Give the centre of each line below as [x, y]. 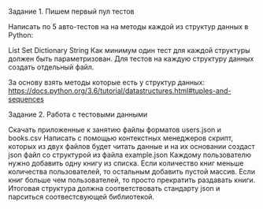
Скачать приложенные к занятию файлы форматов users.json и [115, 130]
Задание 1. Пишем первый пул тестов [71, 11]
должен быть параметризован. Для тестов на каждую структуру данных [131, 59]
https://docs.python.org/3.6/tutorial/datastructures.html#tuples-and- [120, 91]
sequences [26, 99]
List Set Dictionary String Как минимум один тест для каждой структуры [129, 50]
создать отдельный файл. [51, 67]
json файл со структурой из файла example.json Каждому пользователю [130, 155]
